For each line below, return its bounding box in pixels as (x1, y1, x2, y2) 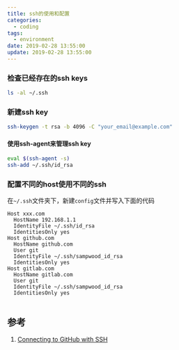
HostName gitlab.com (13, 271, 73, 278)
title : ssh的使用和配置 (7, 10, 70, 17)
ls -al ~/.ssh (7, 90, 49, 97)
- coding (13, 23, 39, 30)
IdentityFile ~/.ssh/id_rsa (13, 223, 95, 230)
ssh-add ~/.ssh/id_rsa (7, 161, 73, 169)
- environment (13, 36, 54, 43)
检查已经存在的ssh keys (7, 73, 88, 83)
